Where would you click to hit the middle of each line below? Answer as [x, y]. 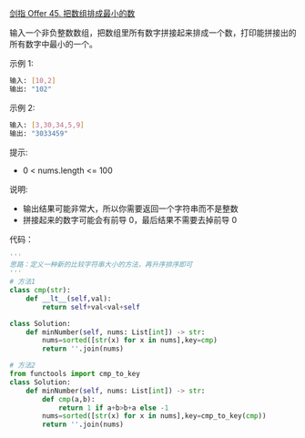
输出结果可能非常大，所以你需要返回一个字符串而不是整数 [130, 209]
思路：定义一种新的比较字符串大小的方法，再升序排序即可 [101, 265]
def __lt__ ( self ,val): [69, 299]
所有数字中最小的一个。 [53, 44]
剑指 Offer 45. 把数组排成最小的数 [72, 13]
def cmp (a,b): [69, 399]
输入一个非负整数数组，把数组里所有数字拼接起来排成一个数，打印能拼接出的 [153, 33]
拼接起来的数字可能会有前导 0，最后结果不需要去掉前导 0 [130, 219]
